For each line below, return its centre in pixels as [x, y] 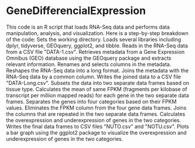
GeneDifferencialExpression [76, 11]
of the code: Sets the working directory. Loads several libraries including [94, 39]
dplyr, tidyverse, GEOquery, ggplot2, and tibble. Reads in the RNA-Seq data [97, 46]
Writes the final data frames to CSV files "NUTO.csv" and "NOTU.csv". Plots [97, 126]
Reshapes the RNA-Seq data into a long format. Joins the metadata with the [97, 70]
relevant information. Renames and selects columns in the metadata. [89, 64]
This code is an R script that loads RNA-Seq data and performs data [88, 27]
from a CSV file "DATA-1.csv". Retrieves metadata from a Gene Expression [95, 51]
